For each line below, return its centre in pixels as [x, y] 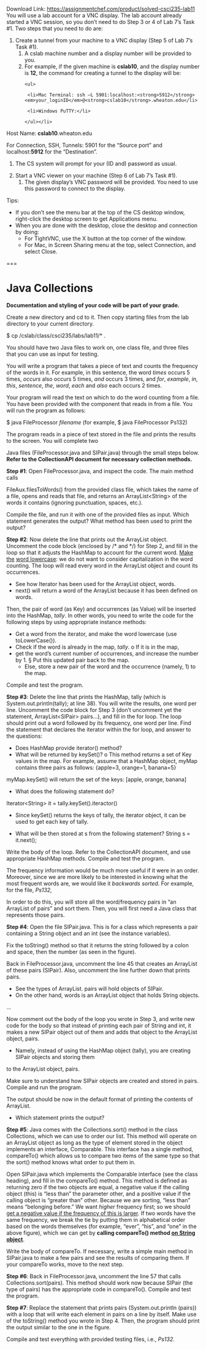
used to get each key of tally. [52, 821]
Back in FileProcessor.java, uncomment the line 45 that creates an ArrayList [102, 963]
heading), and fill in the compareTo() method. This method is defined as [97, 1180]
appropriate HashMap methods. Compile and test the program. [86, 858]
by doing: [27, 232]
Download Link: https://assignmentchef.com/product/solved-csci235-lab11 [101, 9]
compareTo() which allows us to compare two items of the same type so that [103, 1155]
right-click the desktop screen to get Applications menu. [86, 219]
